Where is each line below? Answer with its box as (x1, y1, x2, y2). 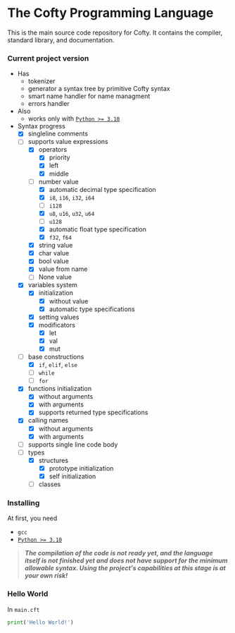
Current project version (7, 53, 89, 63)
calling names (27, 416, 69, 425)
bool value (38, 257, 69, 265)
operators (38, 145, 68, 154)
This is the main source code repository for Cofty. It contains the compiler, (7, 28, 223, 37)
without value (49, 296, 89, 305)
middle (49, 169, 69, 178)
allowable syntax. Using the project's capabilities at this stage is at (24, 564, 227, 572)
